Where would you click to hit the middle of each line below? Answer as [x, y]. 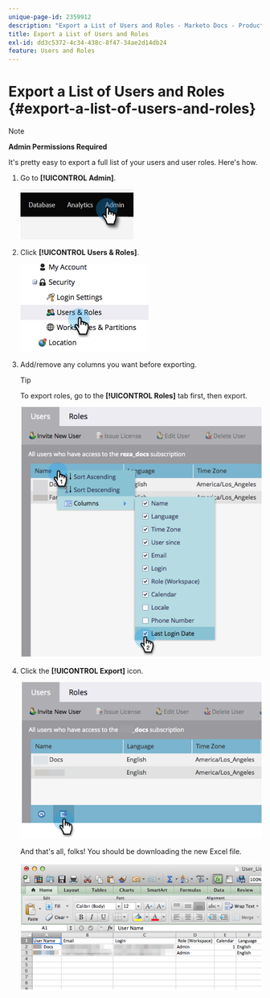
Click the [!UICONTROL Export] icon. [82, 670]
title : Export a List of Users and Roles [79, 34]
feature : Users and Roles [51, 51]
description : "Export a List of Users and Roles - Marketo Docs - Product [136, 25]
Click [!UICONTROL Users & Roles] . [79, 253]
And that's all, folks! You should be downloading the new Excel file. [131, 851]
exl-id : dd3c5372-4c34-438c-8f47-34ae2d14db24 [88, 43]
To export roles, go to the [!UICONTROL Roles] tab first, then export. [133, 396]
